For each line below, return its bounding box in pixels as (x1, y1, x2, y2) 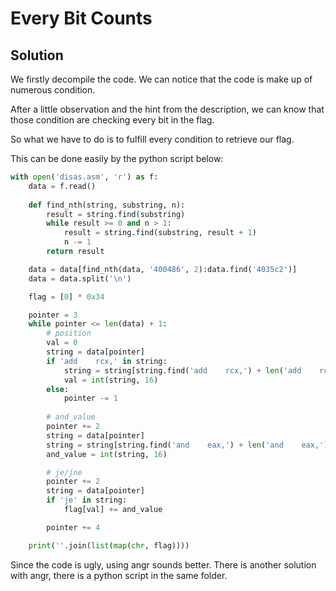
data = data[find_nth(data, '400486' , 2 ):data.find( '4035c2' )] (28, 264, 298, 274)
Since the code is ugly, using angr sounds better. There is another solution (10, 558, 317, 571)
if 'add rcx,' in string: (46, 356, 168, 366)
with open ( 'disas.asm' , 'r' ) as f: (10, 172, 159, 182)
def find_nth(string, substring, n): (28, 200, 186, 210)
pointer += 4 (46, 522, 101, 532)
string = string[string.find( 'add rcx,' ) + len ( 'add (63, 365, 302, 376)
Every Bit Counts (10, 7, 153, 30)
